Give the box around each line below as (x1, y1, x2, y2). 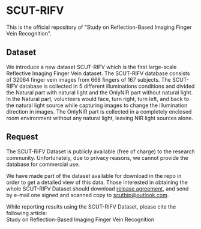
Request (6, 132, 38, 142)
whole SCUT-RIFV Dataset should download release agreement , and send (6, 185, 189, 192)
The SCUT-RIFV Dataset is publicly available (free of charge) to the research (6, 148, 195, 155)
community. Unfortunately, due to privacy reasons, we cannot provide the (6, 154, 188, 161)
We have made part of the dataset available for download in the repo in (6, 172, 182, 179)
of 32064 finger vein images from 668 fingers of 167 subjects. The (6, 76, 171, 83)
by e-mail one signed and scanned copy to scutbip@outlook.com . (6, 191, 169, 198)
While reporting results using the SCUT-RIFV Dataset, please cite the (6, 203, 176, 210)
